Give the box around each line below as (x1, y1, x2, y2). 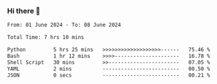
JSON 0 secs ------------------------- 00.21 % (7, 72, 211, 79)
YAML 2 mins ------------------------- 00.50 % (7, 65, 211, 72)
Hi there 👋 (7, 6, 41, 16)
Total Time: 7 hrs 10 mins (7, 34, 84, 41)
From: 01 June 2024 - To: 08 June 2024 (7, 22, 122, 29)
